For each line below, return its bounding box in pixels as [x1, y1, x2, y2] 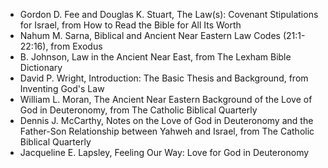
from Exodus [50, 40, 103, 52]
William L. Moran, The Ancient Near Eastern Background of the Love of [19, 94, 313, 105]
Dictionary [19, 62, 63, 73]
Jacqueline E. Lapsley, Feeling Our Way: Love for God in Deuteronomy [19, 147, 310, 158]
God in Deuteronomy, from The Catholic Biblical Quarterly [19, 104, 258, 116]
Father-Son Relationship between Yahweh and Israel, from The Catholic [19, 125, 315, 137]
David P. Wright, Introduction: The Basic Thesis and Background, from [19, 72, 309, 84]
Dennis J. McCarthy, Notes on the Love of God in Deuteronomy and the [19, 115, 314, 126]
